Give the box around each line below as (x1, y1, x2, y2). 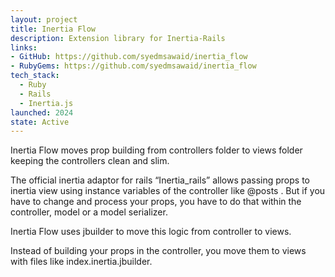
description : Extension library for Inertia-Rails (10, 33, 226, 43)
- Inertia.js (19, 98, 74, 108)
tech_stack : (10, 71, 60, 81)
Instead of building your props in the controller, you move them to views (10, 245, 307, 257)
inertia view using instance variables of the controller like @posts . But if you (10, 185, 326, 197)
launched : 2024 (10, 107, 74, 118)
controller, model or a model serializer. (10, 206, 168, 218)
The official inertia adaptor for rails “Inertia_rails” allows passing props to (10, 174, 310, 186)
